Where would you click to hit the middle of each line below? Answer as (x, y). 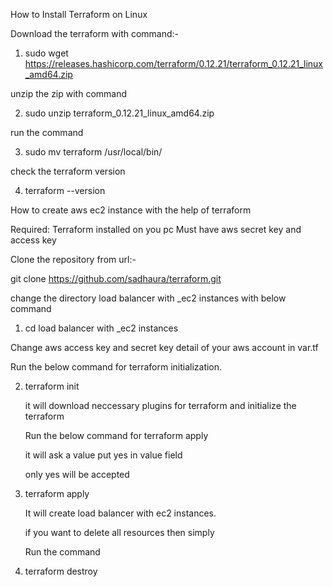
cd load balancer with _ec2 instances (101, 328)
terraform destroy (61, 571)
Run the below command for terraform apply (116, 435)
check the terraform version (68, 171)
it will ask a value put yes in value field (103, 455)
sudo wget (46, 53)
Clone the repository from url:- (73, 259)
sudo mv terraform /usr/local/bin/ (93, 152)
